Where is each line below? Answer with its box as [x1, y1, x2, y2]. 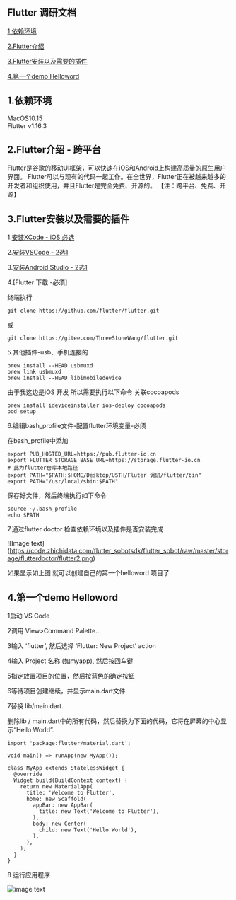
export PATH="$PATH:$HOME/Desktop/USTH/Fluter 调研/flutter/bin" [7, 472, 201, 479]
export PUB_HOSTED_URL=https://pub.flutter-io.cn [7, 451, 157, 458]
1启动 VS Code [7, 611, 50, 621]
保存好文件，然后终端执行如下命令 [7, 491, 107, 500]
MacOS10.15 [7, 114, 43, 122]
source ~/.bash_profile [7, 505, 78, 513]
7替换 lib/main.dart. [7, 702, 64, 710]
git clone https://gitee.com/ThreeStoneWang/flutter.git [7, 335, 179, 342]
